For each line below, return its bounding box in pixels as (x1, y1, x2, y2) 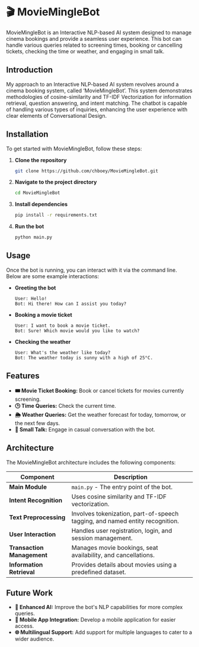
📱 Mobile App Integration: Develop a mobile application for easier (14, 616, 176, 623)
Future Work (6, 588, 53, 598)
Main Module (9, 482, 47, 491)
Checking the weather (14, 338, 71, 345)
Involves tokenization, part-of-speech (71, 509, 179, 517)
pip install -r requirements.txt (14, 212, 98, 218)
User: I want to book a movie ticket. (14, 323, 111, 329)
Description (113, 472, 148, 481)
